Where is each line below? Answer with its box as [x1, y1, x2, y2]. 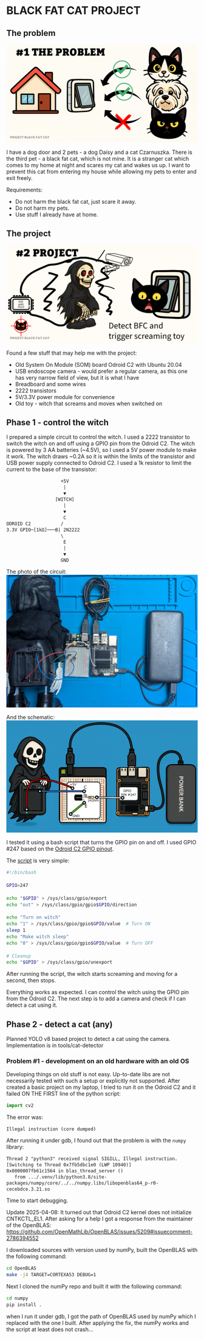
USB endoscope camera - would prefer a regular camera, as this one [15, 367, 188, 375]
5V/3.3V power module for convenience [15, 393, 115, 400]
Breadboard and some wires [15, 380, 86, 388]
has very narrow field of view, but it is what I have [15, 374, 140, 381]
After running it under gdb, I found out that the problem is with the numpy [6, 1137, 186, 1144]
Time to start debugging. [6, 1197, 69, 1205]
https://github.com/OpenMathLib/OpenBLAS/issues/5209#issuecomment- [6, 1228, 193, 1236]
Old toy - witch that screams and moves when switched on [15, 400, 163, 407]
